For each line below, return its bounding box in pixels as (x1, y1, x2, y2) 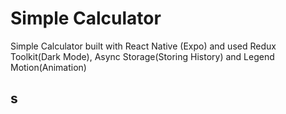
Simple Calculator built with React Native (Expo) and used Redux (10, 40, 277, 52)
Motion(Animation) (10, 61, 87, 73)
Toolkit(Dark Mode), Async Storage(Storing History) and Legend (10, 50, 275, 62)
